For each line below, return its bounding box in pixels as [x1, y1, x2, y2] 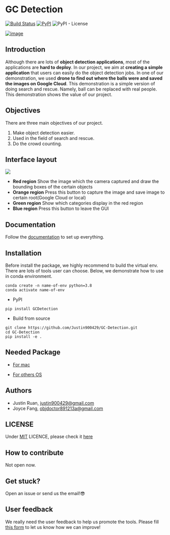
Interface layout [5, 155, 57, 164]
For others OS [12, 371, 42, 378]
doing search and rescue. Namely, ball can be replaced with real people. [5, 86, 157, 92]
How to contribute [5, 448, 64, 457]
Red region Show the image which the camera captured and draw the [12, 178, 159, 184]
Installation [5, 249, 42, 258]
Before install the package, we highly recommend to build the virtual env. [5, 262, 159, 268]
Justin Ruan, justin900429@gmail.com [12, 400, 94, 406]
